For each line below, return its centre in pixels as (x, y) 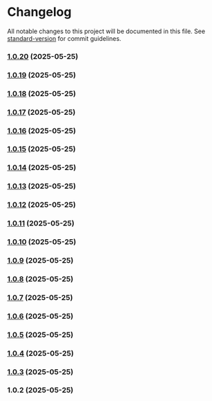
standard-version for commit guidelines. (64, 38)
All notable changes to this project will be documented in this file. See (106, 31)
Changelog (39, 12)
